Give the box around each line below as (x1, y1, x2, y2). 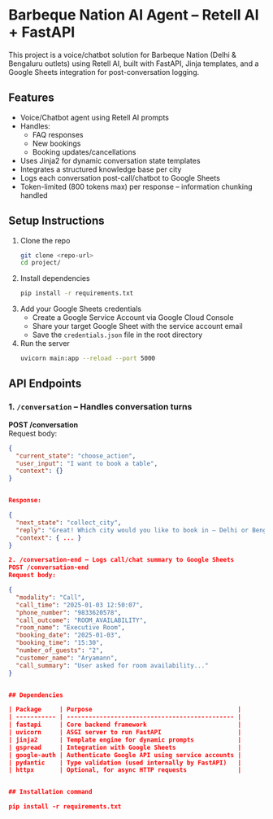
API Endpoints (8, 377, 82, 391)
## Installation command (8, 788, 93, 796)
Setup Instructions (8, 214, 105, 228)
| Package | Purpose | (8, 706, 242, 714)
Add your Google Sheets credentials (19, 304, 142, 314)
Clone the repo (19, 235, 71, 245)
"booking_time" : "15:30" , (15, 639, 104, 647)
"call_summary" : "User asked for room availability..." (15, 661, 209, 669)
